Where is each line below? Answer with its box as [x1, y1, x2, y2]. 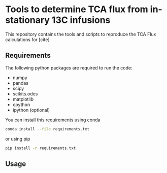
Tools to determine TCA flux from [5, 4, 148, 15]
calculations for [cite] [5, 37, 50, 43]
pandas [12, 80, 29, 86]
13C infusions [51, 14, 111, 26]
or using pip [5, 135, 30, 142]
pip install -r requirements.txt [5, 146, 76, 151]
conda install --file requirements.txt [5, 126, 90, 131]
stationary [5, 14, 50, 26]
